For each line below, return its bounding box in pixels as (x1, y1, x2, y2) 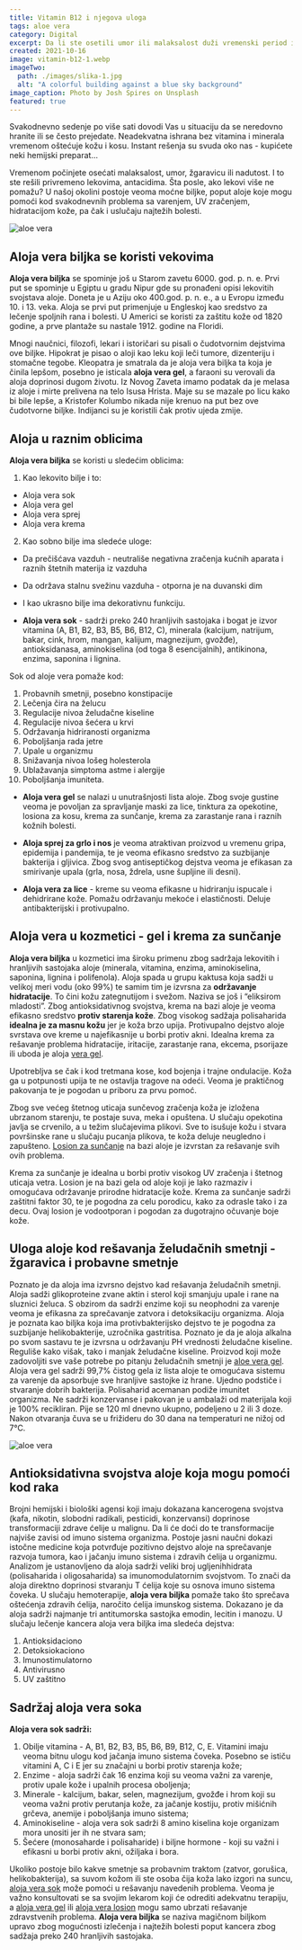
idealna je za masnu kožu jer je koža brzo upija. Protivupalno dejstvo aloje (9, 1020, 285, 1030)
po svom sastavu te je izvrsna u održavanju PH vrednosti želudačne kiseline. (9, 1336, 293, 1347)
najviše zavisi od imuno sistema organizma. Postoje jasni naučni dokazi (9, 1532, 273, 1543)
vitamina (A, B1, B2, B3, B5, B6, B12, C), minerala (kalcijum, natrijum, (22, 625, 274, 635)
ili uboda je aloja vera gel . (9, 1048, 104, 1059)
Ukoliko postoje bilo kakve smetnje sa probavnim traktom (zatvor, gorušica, (9, 1864, 289, 1874)
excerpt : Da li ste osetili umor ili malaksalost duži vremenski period (9, 38, 288, 48)
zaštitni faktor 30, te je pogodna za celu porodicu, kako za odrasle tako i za (9, 1196, 288, 1207)
